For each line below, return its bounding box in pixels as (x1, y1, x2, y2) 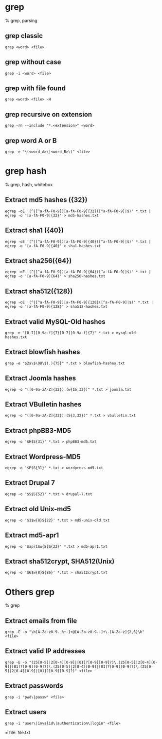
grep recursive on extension (5, 110, 92, 119)
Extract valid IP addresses (5, 647, 86, 655)
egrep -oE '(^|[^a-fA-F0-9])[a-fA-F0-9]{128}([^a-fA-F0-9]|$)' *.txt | (5, 300, 153, 305)
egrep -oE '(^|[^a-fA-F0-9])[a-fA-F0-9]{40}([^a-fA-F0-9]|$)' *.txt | (5, 239, 151, 244)
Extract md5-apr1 (5, 531, 59, 539)
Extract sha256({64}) (5, 257, 72, 265)
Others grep (5, 586, 55, 598)
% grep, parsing (5, 18, 37, 23)
